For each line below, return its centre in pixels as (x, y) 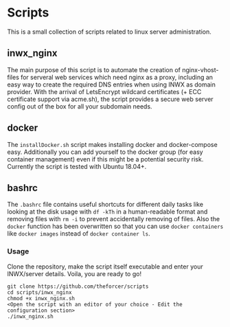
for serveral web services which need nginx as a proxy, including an (117, 77)
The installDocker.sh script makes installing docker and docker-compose (112, 144)
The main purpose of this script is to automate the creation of (94, 69)
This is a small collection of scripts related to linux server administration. (109, 32)
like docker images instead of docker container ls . (79, 234)
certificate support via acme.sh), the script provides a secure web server (111, 99)
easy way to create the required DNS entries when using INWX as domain (112, 84)
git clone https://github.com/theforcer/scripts (78, 286)
